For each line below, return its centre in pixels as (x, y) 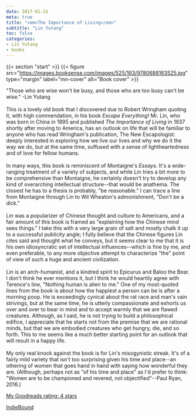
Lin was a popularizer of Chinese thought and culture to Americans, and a (95, 215)
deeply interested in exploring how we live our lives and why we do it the (94, 140)
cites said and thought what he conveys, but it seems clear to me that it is (95, 240)
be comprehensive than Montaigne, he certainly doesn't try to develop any (96, 178)
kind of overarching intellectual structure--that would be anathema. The (93, 184)
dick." (13, 203)
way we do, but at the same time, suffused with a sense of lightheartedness (98, 147)
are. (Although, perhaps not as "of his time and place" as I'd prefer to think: (97, 372)
